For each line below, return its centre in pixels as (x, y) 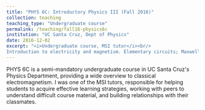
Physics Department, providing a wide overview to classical (81, 75)
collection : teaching (34, 18)
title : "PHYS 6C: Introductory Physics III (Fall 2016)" (80, 12)
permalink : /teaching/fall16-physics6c (57, 29)
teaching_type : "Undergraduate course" (57, 23)
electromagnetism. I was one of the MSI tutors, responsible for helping (95, 82)
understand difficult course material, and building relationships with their (98, 95)
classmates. (21, 101)
